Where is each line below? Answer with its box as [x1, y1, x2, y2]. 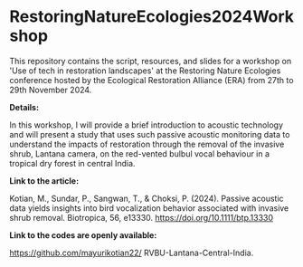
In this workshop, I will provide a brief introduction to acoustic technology [9, 119, 283, 130]
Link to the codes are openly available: [9, 229, 157, 241]
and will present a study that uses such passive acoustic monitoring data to [9, 129, 290, 139]
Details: [9, 101, 39, 112]
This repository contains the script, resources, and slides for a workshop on [9, 55, 292, 66]
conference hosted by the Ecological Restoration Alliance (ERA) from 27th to [9, 74, 294, 85]
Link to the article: [9, 175, 80, 186]
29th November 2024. [9, 84, 92, 95]
